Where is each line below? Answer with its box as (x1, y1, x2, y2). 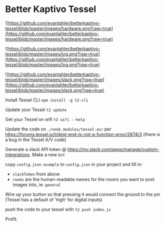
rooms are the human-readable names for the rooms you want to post (12, 176, 155, 182)
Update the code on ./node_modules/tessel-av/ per (5, 126, 111, 132)
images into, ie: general (12, 181, 61, 187)
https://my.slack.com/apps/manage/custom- (67, 146, 159, 152)
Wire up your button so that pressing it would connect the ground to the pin (5, 191, 161, 197)
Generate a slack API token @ (5, 146, 66, 152)
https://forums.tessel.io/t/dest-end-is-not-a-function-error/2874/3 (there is (5, 131, 160, 137)
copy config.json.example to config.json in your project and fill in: (5, 161, 142, 167)
